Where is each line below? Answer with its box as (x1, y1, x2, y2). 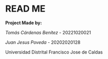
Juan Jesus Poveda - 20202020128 (5, 39, 81, 45)
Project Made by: (5, 20, 42, 26)
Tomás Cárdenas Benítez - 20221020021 (5, 29, 91, 35)
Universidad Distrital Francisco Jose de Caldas (5, 49, 103, 55)
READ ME (5, 3, 46, 15)
